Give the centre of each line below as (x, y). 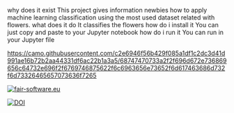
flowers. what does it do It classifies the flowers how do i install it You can (113, 25)
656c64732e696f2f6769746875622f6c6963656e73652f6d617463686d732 (116, 68)
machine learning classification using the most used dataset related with (111, 17)
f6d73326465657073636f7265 (52, 75)
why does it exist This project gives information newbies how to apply (107, 10)
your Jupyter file (31, 40)
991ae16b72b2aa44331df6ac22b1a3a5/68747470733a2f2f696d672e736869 (117, 61)
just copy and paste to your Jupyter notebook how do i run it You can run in (116, 32)
